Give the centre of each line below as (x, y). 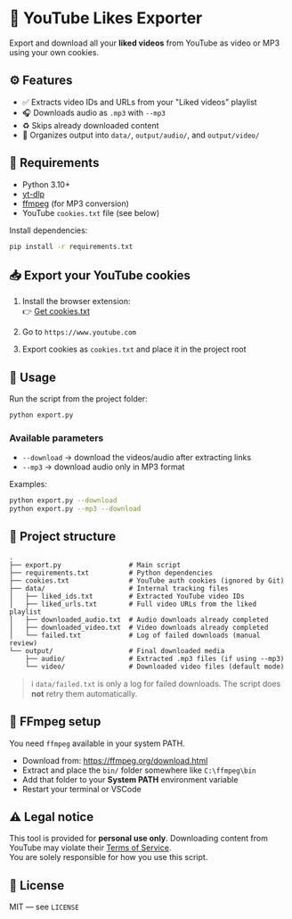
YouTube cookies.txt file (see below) (91, 212)
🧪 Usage (32, 377)
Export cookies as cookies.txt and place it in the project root (134, 349)
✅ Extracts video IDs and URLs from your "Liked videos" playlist (139, 102)
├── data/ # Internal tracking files (119, 588)
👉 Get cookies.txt (56, 311)
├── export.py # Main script (95, 565)
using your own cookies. (54, 52)
